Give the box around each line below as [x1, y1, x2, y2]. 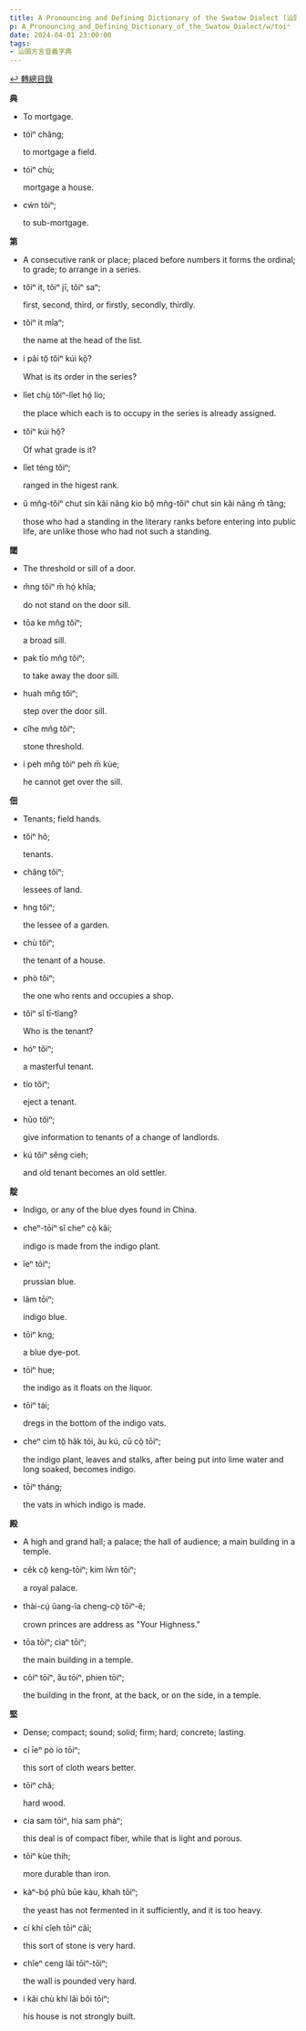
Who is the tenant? [22, 1026, 94, 1037]
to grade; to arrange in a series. [22, 264, 141, 275]
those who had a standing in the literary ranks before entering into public [22, 517, 297, 528]
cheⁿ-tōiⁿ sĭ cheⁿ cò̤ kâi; [22, 1222, 112, 1233]
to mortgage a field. [22, 147, 97, 158]
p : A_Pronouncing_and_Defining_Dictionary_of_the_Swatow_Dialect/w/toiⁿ [9, 22, 291, 31]
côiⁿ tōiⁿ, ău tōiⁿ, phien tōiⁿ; [22, 1672, 125, 1683]
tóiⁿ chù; [22, 164, 55, 175]
